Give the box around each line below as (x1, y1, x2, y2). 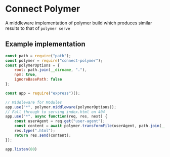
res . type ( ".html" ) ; (14, 128, 56, 133)
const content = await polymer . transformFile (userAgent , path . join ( (14, 124, 162, 129)
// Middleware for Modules (5, 100, 62, 105)
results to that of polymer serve (5, 25, 70, 31)
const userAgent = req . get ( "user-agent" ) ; (14, 119, 105, 124)
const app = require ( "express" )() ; (5, 91, 80, 96)
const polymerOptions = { (5, 63, 60, 68)
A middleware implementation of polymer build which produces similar (5, 20, 152, 26)
